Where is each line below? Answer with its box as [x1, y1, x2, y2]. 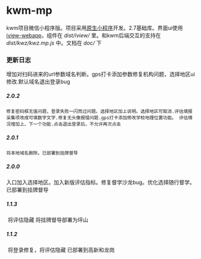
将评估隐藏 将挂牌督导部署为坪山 [7, 216, 88, 224]
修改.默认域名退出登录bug [6, 78, 70, 85]
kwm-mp [6, 4, 52, 17]
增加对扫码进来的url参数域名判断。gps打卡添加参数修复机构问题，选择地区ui [6, 70, 196, 78]
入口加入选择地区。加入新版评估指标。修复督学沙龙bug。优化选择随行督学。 [6, 178, 196, 186]
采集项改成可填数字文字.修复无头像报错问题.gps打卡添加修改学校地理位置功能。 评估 [6, 115, 188, 121]
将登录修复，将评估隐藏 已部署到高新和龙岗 [7, 246, 115, 254]
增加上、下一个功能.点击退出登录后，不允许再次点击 [10, 121, 122, 127]
